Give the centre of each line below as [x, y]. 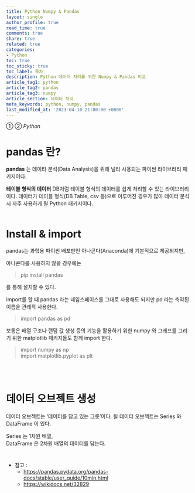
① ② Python [23, 126]
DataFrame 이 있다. [29, 424]
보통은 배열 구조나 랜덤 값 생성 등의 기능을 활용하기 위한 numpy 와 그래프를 [91, 331]
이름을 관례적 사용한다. [32, 307]
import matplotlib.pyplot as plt [57, 356]
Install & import [44, 234]
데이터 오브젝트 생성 [51, 399]
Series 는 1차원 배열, [30, 436]
